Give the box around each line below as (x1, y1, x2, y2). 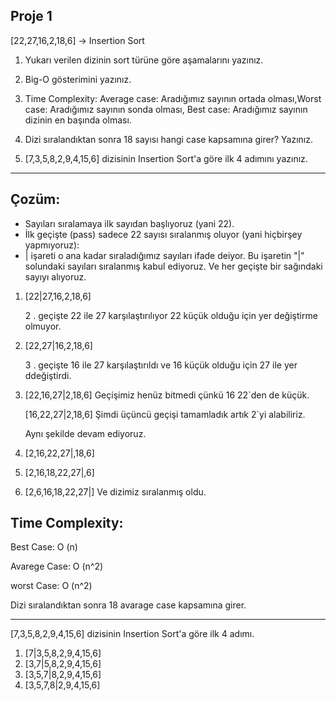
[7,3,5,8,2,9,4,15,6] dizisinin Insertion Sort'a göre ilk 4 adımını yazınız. (24, 152, 308, 164)
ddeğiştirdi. (24, 369, 72, 381)
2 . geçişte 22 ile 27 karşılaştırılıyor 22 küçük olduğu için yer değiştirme (24, 309, 318, 321)
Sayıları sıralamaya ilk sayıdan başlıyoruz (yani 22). (24, 217, 235, 229)
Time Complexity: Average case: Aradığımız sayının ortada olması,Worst (24, 92, 322, 104)
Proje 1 (10, 8, 53, 25)
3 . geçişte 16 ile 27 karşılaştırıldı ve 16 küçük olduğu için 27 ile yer (24, 359, 298, 371)
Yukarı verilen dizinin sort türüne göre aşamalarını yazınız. (24, 54, 264, 66)
